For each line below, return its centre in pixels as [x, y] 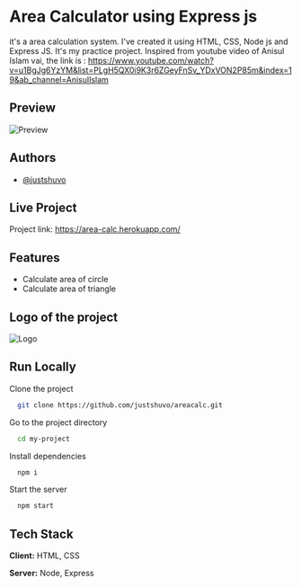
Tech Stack [41, 534]
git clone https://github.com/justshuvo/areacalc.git [120, 405]
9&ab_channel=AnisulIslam [59, 79]
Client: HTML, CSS [44, 556]
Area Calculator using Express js [133, 17]
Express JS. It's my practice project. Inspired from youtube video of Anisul [147, 50]
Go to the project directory [58, 422]
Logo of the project [64, 317]
